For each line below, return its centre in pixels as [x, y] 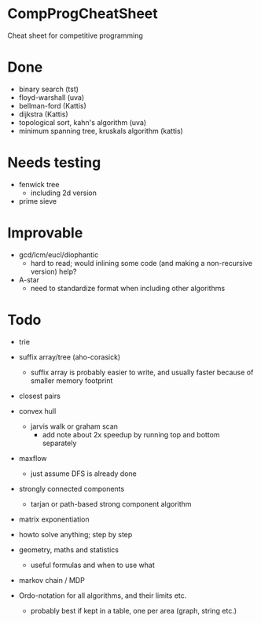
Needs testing [54, 163]
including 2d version [64, 193]
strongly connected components [72, 488]
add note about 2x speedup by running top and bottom [131, 434]
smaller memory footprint [72, 380]
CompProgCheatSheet [83, 14]
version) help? [53, 271]
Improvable [45, 233]
